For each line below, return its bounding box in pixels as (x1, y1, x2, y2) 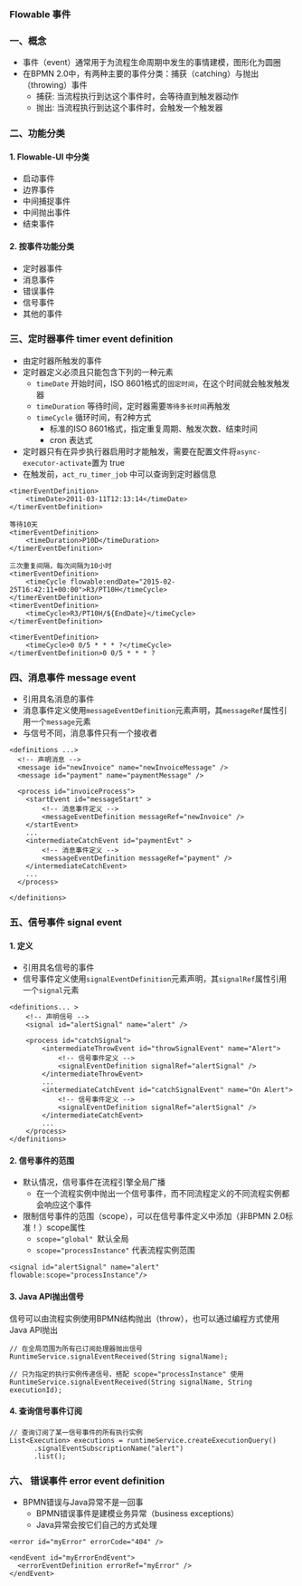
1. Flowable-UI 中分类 (9, 151, 90, 162)
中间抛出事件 (22, 207, 71, 218)
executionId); (9, 1385, 63, 1395)
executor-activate (22, 459, 92, 468)
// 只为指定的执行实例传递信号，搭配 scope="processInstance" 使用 (9, 1369, 244, 1378)
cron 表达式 (49, 434, 93, 445)
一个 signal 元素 (22, 985, 80, 996)
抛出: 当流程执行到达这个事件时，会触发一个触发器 (35, 102, 223, 113)
